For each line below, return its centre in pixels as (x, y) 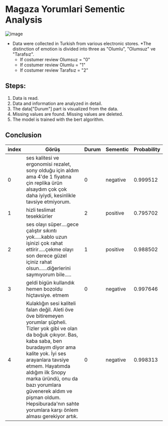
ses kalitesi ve (42, 158)
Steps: (15, 86)
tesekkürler (39, 216)
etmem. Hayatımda (48, 366)
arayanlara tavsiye (47, 360)
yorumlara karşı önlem (52, 410)
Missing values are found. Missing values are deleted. (68, 114)
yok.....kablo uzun (46, 237)
